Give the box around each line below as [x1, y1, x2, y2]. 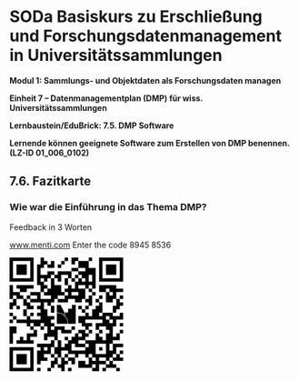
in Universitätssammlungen [9, 45, 223, 65]
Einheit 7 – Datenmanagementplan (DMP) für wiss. [9, 93, 204, 104]
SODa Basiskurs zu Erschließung [9, 6, 264, 27]
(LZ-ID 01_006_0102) [9, 147, 90, 158]
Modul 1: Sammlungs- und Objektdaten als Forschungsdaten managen [9, 75, 282, 85]
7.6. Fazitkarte [9, 174, 92, 189]
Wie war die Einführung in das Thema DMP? [9, 201, 207, 214]
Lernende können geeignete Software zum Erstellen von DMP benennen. [9, 137, 290, 148]
